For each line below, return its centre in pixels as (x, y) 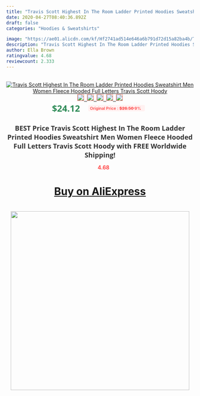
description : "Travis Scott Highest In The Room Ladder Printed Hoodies (98, 45)
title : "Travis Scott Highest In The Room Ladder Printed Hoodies (90, 12)
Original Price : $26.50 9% (116, 108)
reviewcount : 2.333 (30, 61)
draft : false (22, 23)
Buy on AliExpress (100, 192)
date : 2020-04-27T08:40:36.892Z (46, 17)
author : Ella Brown (30, 50)
